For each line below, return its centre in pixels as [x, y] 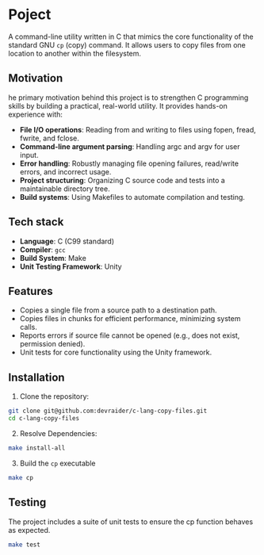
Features [31, 291]
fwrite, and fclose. [49, 138]
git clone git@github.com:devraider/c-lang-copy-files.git [108, 411]
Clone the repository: [54, 396]
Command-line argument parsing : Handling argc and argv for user [130, 146]
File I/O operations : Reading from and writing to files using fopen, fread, [138, 129]
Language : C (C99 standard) [67, 241]
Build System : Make [53, 258]
